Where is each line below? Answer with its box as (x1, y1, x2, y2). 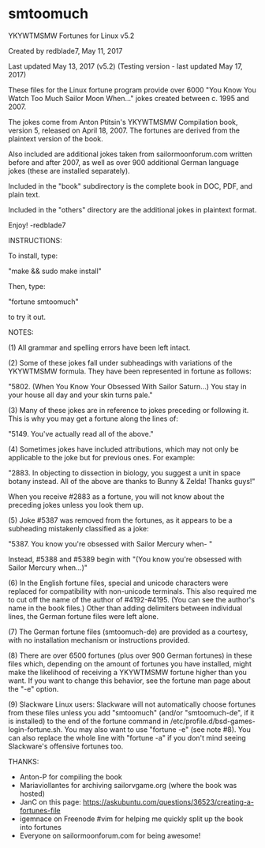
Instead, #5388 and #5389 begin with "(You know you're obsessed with (8, 554, 242, 564)
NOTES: (8, 327, 34, 336)
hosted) (19, 789, 46, 798)
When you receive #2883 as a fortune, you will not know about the (8, 491, 225, 501)
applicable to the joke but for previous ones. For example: (8, 452, 196, 462)
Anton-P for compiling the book (19, 771, 122, 782)
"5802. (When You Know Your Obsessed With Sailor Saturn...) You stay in (8, 381, 247, 391)
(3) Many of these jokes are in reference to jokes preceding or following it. (8, 405, 249, 415)
